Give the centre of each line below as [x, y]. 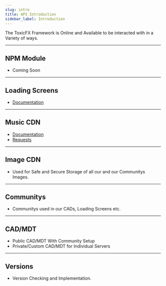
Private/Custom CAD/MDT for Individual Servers [61, 246]
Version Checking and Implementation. [52, 278]
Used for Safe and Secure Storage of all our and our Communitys [79, 171]
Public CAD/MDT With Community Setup [54, 241]
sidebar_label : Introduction [35, 19]
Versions [19, 266]
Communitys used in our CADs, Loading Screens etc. [66, 209]
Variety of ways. [22, 38]
